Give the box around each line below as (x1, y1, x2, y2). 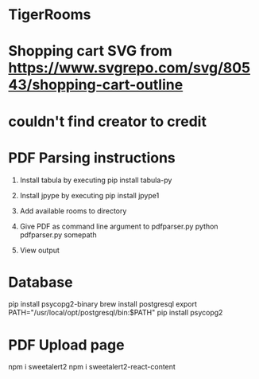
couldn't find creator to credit (8, 112, 207, 131)
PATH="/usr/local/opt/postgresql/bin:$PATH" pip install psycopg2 (8, 308, 223, 318)
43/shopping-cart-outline (8, 76, 184, 94)
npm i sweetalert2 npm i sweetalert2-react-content (8, 362, 176, 372)
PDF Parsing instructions (8, 149, 176, 166)
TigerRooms (8, 6, 91, 24)
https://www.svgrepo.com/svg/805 (8, 59, 251, 77)
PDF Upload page (8, 336, 125, 354)
